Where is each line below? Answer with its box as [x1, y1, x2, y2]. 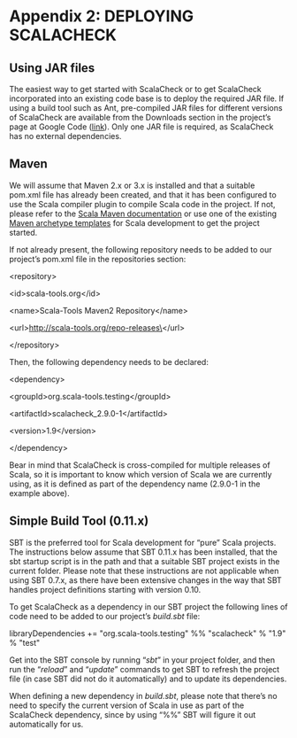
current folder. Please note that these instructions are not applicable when [9, 565, 279, 576]
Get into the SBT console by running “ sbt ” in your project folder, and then [9, 654, 276, 665]
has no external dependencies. [9, 131, 122, 141]
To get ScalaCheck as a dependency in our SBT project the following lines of [9, 601, 289, 612]
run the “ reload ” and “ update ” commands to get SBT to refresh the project [9, 664, 280, 674]
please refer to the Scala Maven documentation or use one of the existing [9, 208, 277, 219]
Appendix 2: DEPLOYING [9, 6, 194, 27]
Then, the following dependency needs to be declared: [9, 356, 209, 367]
